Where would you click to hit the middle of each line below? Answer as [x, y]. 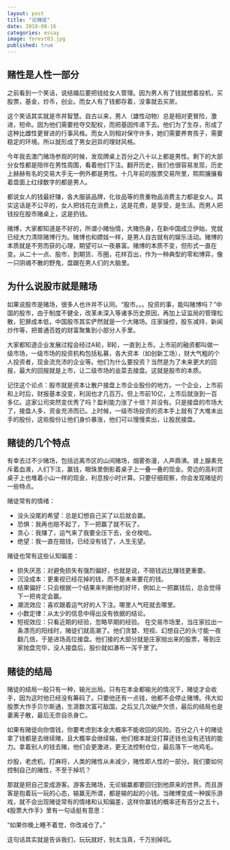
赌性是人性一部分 [43, 75]
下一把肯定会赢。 [41, 596]
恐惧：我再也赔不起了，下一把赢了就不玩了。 [80, 524]
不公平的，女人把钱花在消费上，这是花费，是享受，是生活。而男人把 [127, 205]
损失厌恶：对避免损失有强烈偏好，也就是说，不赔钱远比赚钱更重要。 [113, 571]
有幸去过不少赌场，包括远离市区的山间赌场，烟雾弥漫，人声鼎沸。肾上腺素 [112, 461]
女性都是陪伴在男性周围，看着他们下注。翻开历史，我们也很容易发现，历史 [118, 165]
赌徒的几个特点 [39, 443]
